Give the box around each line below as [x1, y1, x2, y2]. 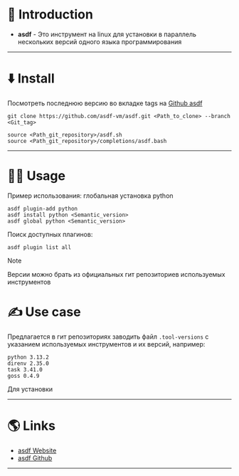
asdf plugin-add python [7, 205, 78, 212]
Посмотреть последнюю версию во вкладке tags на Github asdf [7, 99, 203, 107]
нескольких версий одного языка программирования [17, 37, 182, 46]
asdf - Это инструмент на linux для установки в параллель [17, 30, 197, 38]
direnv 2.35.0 [7, 359, 50, 367]
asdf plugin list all [7, 243, 72, 251]
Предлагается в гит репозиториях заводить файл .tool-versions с [7, 332, 209, 341]
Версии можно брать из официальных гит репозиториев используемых [7, 270, 225, 278]
